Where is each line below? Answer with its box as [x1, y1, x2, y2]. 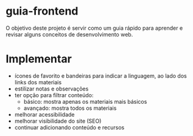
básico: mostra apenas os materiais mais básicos [23, 98, 147, 105]
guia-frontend [5, 4, 79, 18]
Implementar [5, 52, 72, 66]
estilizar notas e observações [14, 85, 89, 92]
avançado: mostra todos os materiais [23, 104, 117, 112]
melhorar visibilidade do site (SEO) [14, 117, 102, 124]
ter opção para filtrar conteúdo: [14, 91, 94, 98]
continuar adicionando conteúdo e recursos [14, 123, 125, 131]
